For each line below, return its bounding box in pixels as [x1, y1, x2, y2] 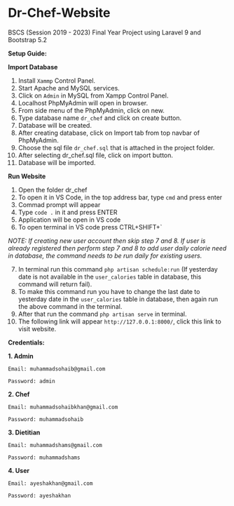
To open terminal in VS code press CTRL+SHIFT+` [18, 222, 163, 231]
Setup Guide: [8, 49, 48, 58]
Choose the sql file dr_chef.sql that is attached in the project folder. [18, 143, 215, 152]
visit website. [18, 324, 57, 333]
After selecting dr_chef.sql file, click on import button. [18, 151, 174, 159]
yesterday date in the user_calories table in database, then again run [18, 295, 219, 303]
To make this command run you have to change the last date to [18, 287, 200, 295]
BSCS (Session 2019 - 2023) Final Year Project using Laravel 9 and [8, 28, 202, 36]
